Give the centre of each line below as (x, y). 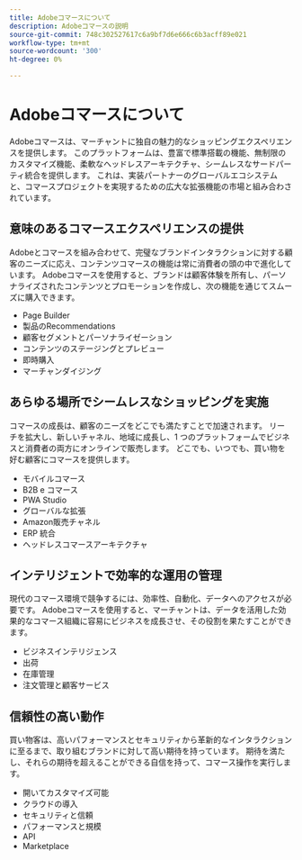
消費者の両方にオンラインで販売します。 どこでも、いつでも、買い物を (155, 448)
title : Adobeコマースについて (60, 18)
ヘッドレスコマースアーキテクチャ (85, 544)
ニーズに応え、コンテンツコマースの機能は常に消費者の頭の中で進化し (155, 263)
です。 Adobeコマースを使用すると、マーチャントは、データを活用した (147, 610)
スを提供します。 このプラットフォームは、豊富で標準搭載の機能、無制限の (148, 152)
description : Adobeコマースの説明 (69, 26)
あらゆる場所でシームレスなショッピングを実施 (139, 402)
